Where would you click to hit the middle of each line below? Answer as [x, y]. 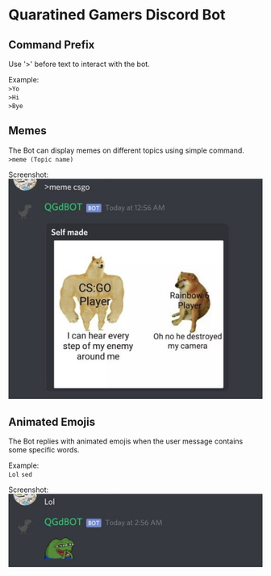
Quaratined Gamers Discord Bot [117, 15]
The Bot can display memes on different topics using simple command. [126, 150]
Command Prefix [52, 45]
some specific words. [44, 450]
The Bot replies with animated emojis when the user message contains [126, 441]
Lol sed [20, 475]
